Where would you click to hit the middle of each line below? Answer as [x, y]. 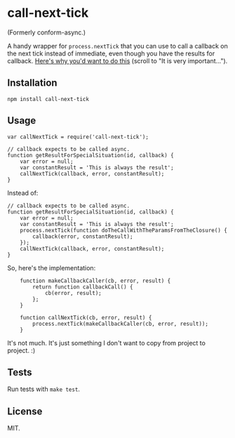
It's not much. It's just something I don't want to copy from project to [106, 343]
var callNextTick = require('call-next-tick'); [78, 137]
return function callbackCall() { [83, 287]
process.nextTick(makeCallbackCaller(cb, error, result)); [121, 324]
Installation [32, 83]
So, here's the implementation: [52, 267]
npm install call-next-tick [48, 99]
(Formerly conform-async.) [47, 32]
